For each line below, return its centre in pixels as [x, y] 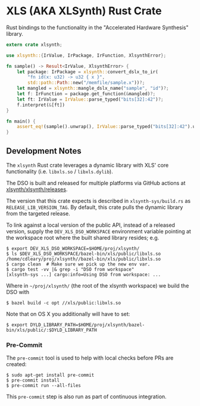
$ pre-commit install [33, 380]
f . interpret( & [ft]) [41, 105]
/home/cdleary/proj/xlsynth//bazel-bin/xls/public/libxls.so [84, 259]
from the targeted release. [38, 213]
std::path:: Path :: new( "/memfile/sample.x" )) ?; [86, 83]
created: [16, 364]
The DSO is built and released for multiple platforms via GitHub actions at [96, 183]
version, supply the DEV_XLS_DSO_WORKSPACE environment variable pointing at [99, 231]
